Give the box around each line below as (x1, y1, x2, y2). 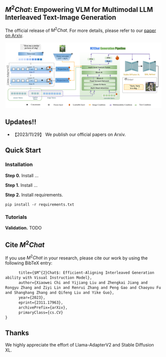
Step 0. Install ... (5, 172, 39, 178)
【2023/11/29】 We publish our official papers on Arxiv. (12, 131, 126, 137)
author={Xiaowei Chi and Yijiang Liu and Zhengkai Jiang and (18, 280, 148, 285)
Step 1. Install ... (5, 182, 38, 188)
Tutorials (5, 214, 27, 221)
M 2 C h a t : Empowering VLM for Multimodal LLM (5, 4, 153, 14)
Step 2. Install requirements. (5, 192, 63, 198)
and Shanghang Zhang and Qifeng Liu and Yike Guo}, (5, 290, 114, 295)
